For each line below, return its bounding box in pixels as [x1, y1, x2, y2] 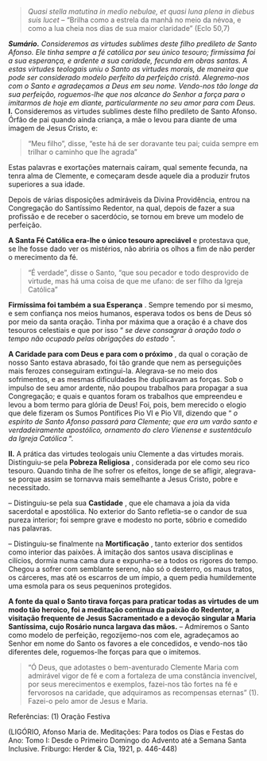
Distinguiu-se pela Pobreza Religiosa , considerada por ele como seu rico [8, 458, 250, 467]
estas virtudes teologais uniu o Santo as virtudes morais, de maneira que [8, 64, 249, 74]
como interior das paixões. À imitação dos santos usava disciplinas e [8, 547, 234, 557]
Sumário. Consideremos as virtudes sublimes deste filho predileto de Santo [8, 39, 257, 48]
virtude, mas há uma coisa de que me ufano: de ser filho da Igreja [27, 276, 243, 285]
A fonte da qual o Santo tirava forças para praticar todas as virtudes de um [8, 597, 259, 606]
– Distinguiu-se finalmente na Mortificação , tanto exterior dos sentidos [8, 539, 243, 548]
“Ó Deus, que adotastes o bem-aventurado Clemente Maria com [27, 662, 239, 672]
